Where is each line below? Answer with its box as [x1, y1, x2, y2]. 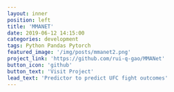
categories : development [7, 36, 79, 43]
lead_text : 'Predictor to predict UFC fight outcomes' [7, 74, 168, 82]
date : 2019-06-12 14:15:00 [7, 29, 85, 37]
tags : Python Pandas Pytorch [7, 42, 91, 49]
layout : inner [7, 10, 48, 17]
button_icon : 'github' [7, 62, 72, 68]
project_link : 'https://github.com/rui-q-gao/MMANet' [7, 55, 166, 62]
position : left [7, 17, 51, 24]
